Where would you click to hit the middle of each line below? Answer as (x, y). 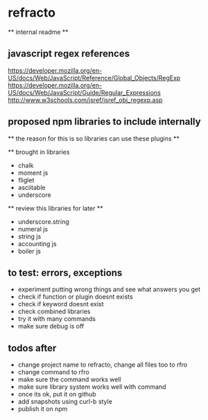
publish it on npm (43, 409)
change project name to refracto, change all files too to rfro (103, 365)
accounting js (37, 243)
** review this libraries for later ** (55, 208)
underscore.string (43, 221)
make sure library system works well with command (92, 387)
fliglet (26, 180)
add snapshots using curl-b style (65, 402)
